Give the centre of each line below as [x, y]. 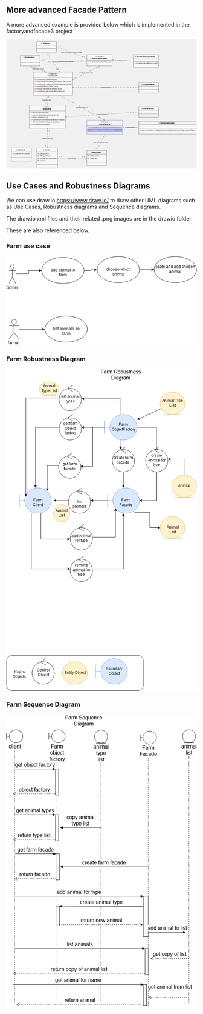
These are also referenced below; [48, 230]
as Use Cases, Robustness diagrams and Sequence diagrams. [84, 207]
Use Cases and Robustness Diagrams [78, 186]
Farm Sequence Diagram [43, 704]
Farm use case [28, 246]
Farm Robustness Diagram [46, 359]
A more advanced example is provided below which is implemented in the [98, 24]
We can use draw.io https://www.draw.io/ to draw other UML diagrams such [101, 201]
